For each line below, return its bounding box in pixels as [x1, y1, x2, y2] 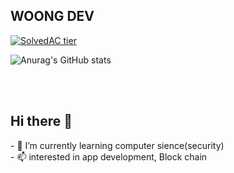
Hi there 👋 [10, 113, 73, 130]
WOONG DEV [10, 8, 95, 25]
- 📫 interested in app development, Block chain [10, 150, 208, 163]
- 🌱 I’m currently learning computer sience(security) [10, 139, 225, 151]
